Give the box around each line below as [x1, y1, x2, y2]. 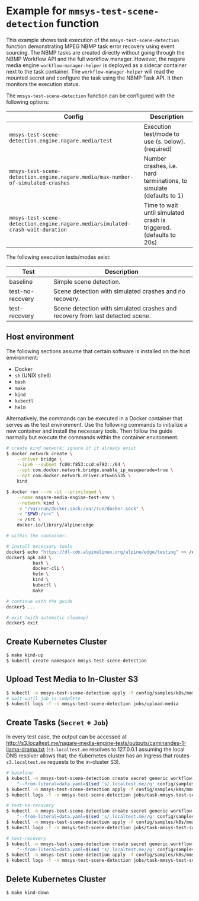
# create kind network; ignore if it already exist [6, 445, 136, 451]
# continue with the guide [6, 598, 73, 604]
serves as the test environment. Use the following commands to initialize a [6, 421, 188, 428]
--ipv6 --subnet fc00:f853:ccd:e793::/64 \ [17, 462, 126, 468]
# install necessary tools [6, 543, 73, 550]
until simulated [143, 208, 185, 217]
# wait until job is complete [6, 696, 81, 702]
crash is [143, 215, 166, 224]
